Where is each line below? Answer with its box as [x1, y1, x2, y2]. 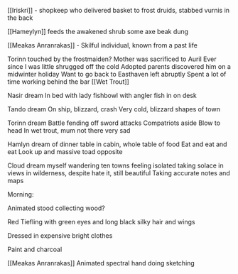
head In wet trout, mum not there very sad [7, 126, 131, 134]
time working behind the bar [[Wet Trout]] [7, 77, 129, 86]
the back [7, 13, 33, 22]
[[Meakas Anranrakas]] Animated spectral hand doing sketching [7, 259, 195, 267]
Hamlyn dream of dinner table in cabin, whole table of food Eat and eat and [7, 140, 227, 148]
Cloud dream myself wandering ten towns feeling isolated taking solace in [7, 161, 224, 170]
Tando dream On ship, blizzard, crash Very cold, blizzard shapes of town [7, 105, 220, 113]
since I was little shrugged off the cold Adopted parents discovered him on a [7, 62, 231, 70]
